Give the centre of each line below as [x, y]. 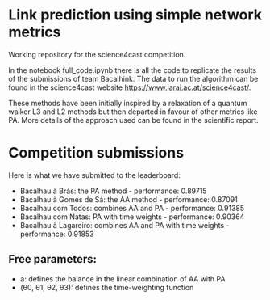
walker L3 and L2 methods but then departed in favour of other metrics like [133, 112]
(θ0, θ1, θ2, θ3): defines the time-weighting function [107, 287]
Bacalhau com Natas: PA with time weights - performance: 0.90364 [132, 217]
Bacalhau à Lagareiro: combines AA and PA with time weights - [125, 225]
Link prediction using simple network [135, 15]
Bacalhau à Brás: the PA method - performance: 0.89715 [113, 191]
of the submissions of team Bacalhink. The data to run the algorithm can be [133, 78]
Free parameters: [53, 259]
